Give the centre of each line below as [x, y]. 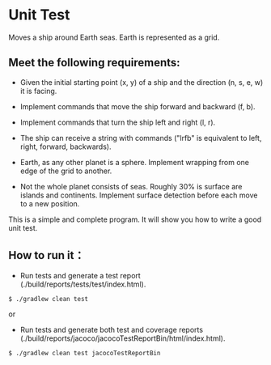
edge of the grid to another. [66, 171]
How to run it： [47, 255]
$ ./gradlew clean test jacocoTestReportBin [85, 354]
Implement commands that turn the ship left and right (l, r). [118, 122]
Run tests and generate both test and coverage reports [112, 330]
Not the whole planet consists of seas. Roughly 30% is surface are [131, 186]
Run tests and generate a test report [80, 275]
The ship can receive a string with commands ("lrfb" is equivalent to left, [141, 138]
